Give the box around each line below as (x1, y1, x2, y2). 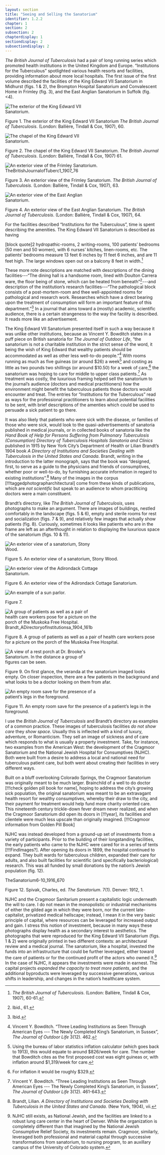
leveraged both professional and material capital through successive (12, 1134, 151, 1140)
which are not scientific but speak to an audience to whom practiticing (5, 485, 147, 491)
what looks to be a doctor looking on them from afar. (5, 679, 111, 685)
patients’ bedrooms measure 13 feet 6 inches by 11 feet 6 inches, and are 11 (5, 252, 157, 258)
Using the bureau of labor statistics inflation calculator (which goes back (12, 1043, 160, 1049)
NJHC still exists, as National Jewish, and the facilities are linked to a (12, 1113, 151, 1119)
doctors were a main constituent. (5, 490, 72, 497)
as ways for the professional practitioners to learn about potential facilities (5, 397, 156, 403)
